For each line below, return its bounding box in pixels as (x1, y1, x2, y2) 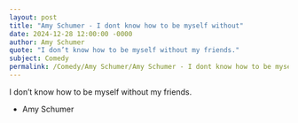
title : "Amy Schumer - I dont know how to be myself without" (9, 21, 244, 30)
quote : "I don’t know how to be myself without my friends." (9, 46, 240, 55)
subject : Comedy (9, 54, 69, 63)
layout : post (9, 12, 58, 22)
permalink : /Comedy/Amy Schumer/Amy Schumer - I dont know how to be (9, 63, 272, 72)
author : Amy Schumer (9, 37, 86, 47)
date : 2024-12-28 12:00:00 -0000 (9, 29, 133, 38)
